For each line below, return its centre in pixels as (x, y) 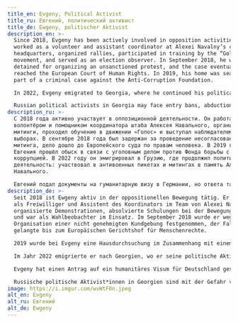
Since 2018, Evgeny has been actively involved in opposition (107, 40)
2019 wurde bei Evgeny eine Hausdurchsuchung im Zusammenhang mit (114, 243)
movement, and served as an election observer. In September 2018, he (120, 60)
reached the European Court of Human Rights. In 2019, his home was (117, 73)
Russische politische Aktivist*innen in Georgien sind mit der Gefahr (120, 282)
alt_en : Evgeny (30, 295)
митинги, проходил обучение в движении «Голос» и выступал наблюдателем (123, 132)
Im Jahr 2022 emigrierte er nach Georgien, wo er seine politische (115, 256)
